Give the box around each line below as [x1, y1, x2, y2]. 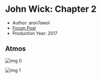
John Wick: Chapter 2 [5, 3, 97, 15]
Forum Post [12, 25, 36, 31]
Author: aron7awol [12, 20, 50, 26]
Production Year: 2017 [12, 30, 58, 36]
